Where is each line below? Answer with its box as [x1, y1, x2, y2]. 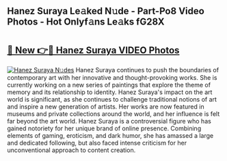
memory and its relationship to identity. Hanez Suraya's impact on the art [7, 88, 213, 96]
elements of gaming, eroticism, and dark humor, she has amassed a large [7, 132, 214, 139]
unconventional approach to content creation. [7, 146, 136, 154]
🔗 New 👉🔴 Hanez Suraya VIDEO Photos [7, 44, 180, 56]
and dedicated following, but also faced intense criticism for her [7, 139, 187, 147]
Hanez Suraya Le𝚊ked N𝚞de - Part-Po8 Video [7, 5, 205, 17]
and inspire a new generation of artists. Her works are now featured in [7, 102, 204, 111]
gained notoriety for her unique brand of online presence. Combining [7, 124, 202, 132]
